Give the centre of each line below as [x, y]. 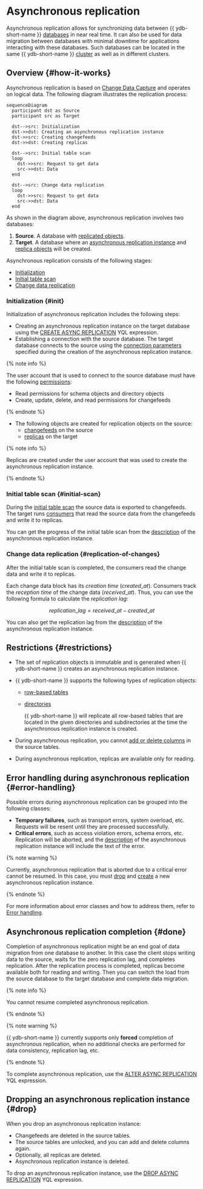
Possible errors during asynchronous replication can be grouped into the [97, 802]
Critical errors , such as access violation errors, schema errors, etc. [99, 833]
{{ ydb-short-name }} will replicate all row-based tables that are [104, 716]
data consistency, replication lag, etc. [53, 1050]
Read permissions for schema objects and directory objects [90, 394]
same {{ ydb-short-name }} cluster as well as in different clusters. [88, 53]
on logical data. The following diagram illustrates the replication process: [97, 94]
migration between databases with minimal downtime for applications [93, 41]
